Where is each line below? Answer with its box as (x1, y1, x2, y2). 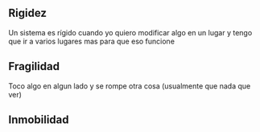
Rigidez (8, 6, 47, 20)
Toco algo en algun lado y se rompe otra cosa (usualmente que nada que (8, 80, 251, 91)
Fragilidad (8, 60, 60, 73)
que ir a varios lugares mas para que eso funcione (8, 36, 175, 46)
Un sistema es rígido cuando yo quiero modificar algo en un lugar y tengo (8, 27, 253, 37)
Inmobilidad (8, 113, 69, 127)
